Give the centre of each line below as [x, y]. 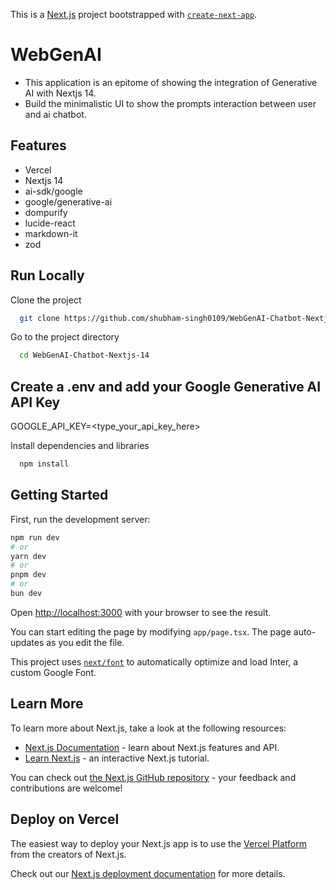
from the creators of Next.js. [68, 854]
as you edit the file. [85, 642]
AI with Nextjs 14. [60, 93]
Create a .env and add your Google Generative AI [166, 386]
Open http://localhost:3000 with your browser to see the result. [141, 612]
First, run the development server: [80, 519]
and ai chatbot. [55, 114]
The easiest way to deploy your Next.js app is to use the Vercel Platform [159, 843]
